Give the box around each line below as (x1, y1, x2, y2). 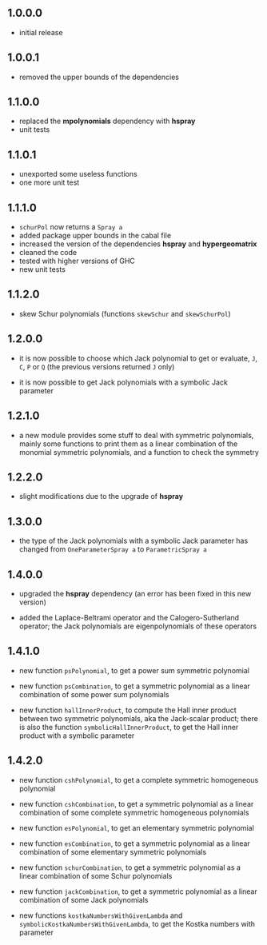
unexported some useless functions (18, 169, 137, 179)
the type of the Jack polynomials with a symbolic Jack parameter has (18, 536, 249, 546)
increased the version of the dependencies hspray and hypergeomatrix (18, 239, 257, 249)
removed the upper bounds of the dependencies (18, 72, 179, 82)
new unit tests (18, 265, 66, 274)
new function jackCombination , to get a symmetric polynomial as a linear (18, 887, 257, 896)
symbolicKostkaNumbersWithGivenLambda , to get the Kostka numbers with (18, 919, 256, 928)
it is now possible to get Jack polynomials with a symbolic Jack (18, 377, 229, 387)
